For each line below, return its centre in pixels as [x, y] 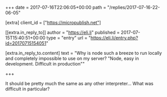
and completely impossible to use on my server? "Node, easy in [72, 58]
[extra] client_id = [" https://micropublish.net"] [53, 23]
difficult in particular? [27, 89]
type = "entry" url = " [69, 38]
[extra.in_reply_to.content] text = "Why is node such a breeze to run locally [83, 53]
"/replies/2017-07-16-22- [134, 7]
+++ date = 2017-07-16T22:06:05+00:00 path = [56, 7]
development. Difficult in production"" [45, 64]
